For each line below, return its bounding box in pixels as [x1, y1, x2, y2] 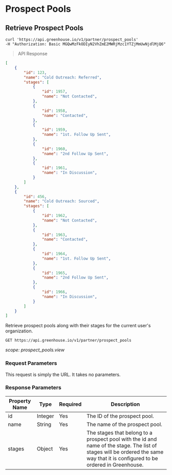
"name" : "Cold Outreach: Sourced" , [24, 199, 100, 204]
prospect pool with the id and [86, 436, 157, 443]
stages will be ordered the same [86, 448, 164, 456]
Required [58, 401, 82, 408]
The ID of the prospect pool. [86, 412, 155, 420]
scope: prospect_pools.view [5, 347, 65, 353]
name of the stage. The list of [86, 442, 157, 449]
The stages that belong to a [86, 429, 153, 436]
